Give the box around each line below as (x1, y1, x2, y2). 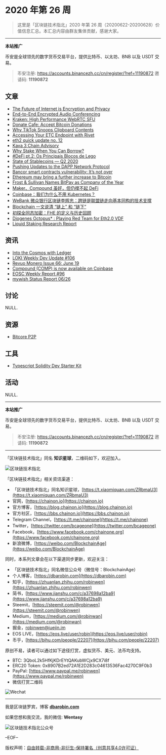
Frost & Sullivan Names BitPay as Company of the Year (12, 179, 124, 185)
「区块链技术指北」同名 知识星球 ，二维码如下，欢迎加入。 (5, 455, 124, 461)
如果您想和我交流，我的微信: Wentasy (5, 714, 83, 720)
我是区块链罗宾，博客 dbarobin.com (5, 704, 80, 710)
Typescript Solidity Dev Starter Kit (12, 363, 82, 369)
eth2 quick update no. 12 (12, 137, 63, 143)
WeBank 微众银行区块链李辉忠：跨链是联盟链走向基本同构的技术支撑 (12, 197, 152, 203)
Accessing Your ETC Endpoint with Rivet (12, 132, 95, 138)
